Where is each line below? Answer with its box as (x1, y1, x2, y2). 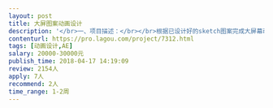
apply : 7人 (8, 72, 45, 80)
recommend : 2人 (8, 80, 58, 88)
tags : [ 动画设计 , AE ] (8, 42, 73, 50)
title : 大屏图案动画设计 (8, 19, 83, 28)
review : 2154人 (8, 65, 58, 73)
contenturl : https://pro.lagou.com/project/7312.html (8, 34, 195, 43)
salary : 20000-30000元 (8, 50, 84, 58)
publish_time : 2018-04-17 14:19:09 (8, 58, 129, 66)
